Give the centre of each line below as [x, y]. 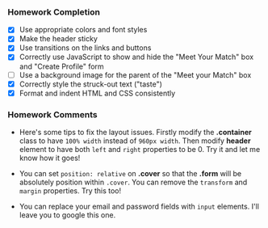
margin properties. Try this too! [70, 191]
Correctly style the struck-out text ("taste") [91, 84]
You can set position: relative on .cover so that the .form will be [130, 174]
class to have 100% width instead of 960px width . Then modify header [135, 141]
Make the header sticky [59, 39]
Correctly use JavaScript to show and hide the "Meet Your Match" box [136, 57]
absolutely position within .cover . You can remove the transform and [133, 182]
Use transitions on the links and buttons [85, 48]
